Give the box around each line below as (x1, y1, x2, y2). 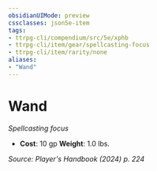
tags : (8, 26, 26, 34)
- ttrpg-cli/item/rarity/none (8, 48, 108, 56)
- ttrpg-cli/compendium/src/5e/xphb (8, 33, 129, 42)
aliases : (8, 56, 37, 64)
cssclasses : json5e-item (8, 19, 90, 27)
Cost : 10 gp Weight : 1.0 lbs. (19, 139, 110, 148)
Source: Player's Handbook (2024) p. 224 (8, 154, 145, 163)
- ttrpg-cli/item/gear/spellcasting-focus (8, 41, 150, 49)
